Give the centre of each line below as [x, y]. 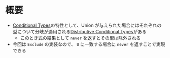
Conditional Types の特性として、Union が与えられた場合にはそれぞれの [87, 25]
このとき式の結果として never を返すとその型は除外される [80, 38]
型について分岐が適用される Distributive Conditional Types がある [80, 31]
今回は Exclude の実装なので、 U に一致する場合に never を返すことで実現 [89, 44]
